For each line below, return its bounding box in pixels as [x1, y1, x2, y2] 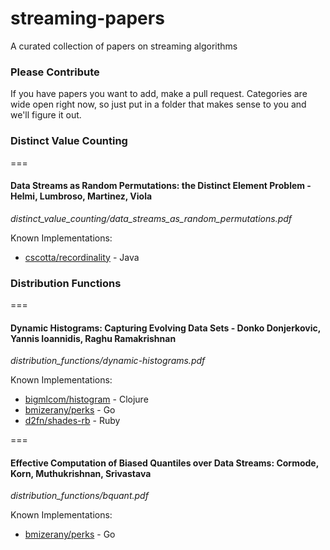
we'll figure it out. [10, 109, 82, 121]
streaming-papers [10, 7, 165, 30]
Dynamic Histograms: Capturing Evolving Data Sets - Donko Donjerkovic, [10, 322, 321, 334]
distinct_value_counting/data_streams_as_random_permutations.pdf [10, 212, 293, 224]
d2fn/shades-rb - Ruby [24, 415, 121, 427]
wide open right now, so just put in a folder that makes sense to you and [10, 98, 307, 111]
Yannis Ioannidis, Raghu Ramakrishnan [10, 332, 177, 344]
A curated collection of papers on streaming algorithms [10, 40, 238, 52]
